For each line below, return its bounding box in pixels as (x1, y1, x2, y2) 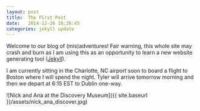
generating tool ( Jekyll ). (6, 55, 66, 62)
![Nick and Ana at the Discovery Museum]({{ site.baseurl (6, 92, 148, 99)
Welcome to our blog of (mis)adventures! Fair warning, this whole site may (6, 42, 192, 50)
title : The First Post (6, 15, 67, 21)
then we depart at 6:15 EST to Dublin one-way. (6, 80, 122, 87)
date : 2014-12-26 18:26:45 (6, 20, 80, 26)
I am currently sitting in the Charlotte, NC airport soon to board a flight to (6, 67, 188, 75)
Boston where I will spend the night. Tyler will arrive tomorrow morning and (6, 73, 194, 81)
